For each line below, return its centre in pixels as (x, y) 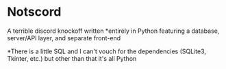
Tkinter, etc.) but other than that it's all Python (72, 58)
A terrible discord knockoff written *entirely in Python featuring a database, (113, 31)
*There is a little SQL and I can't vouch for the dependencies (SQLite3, (107, 51)
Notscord (34, 12)
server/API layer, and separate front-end (64, 38)
